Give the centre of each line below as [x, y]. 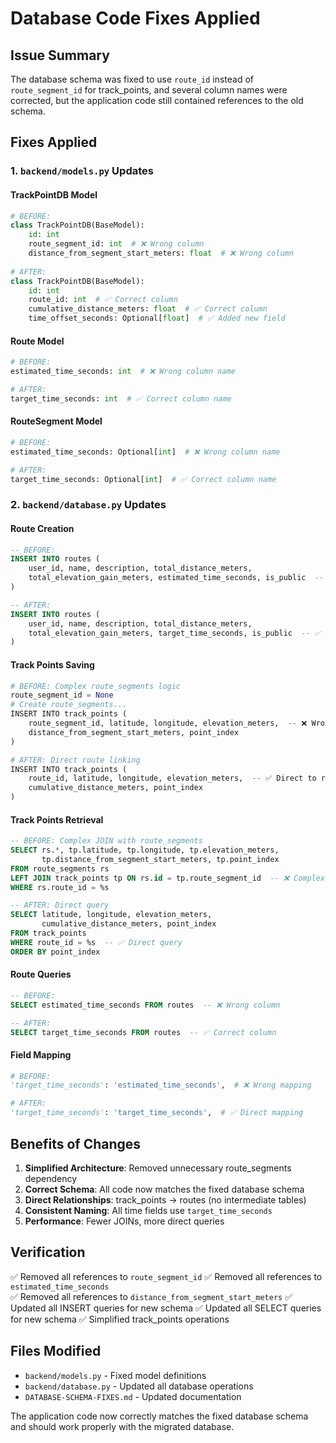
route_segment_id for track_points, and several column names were [149, 90]
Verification [48, 1252]
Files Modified [56, 1351]
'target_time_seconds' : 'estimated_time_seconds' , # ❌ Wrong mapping [161, 1085]
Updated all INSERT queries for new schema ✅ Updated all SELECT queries [166, 1308]
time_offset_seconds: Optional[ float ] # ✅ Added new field [157, 318]
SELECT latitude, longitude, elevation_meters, [111, 915]
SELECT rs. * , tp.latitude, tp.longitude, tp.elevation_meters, [145, 850]
